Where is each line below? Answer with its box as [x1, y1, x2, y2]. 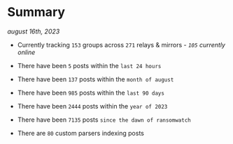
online [17, 48, 36, 56]
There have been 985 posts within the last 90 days [17, 88, 164, 97]
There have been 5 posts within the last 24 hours [17, 61, 162, 70]
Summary [7, 4, 65, 20]
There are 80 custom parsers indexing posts [17, 129, 145, 137]
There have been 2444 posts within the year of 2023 [17, 102, 168, 110]
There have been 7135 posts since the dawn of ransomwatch [17, 115, 191, 124]
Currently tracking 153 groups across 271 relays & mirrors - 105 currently [17, 40, 226, 49]
